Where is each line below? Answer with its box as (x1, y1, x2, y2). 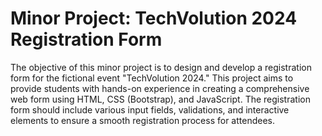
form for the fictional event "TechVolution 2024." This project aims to (10, 72, 294, 84)
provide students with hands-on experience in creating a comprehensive (10, 82, 310, 94)
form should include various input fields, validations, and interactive (10, 103, 290, 116)
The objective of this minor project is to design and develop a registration (10, 61, 312, 73)
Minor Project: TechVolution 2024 (10, 7, 298, 30)
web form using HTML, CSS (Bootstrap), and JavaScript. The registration (10, 93, 311, 105)
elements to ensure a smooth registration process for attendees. (10, 114, 275, 126)
